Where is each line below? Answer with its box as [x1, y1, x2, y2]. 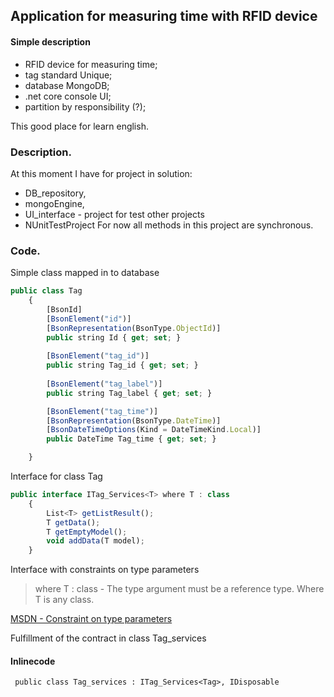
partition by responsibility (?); [24, 100, 147, 113]
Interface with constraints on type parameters [10, 564, 200, 576]
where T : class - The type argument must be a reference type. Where [34, 583, 325, 595]
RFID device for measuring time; [24, 58, 158, 70]
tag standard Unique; [24, 69, 113, 81]
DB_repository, [24, 187, 87, 199]
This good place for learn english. [10, 120, 149, 132]
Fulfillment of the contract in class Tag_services [10, 632, 207, 644]
